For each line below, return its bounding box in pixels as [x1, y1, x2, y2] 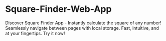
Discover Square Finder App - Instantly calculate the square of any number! [5, 20, 161, 26]
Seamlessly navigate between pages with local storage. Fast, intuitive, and [5, 25, 159, 31]
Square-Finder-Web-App [5, 3, 112, 15]
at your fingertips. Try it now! [5, 30, 65, 36]
